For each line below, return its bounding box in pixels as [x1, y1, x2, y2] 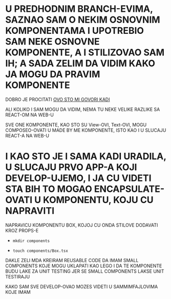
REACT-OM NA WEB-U [5, 111, 54, 118]
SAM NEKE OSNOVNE [5, 36, 100, 48]
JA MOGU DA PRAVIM [5, 69, 100, 80]
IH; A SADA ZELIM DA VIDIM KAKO [5, 57, 155, 69]
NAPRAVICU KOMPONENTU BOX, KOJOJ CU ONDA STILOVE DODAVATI [5, 222, 158, 228]
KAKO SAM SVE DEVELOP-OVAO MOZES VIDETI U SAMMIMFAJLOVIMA [5, 283, 158, 290]
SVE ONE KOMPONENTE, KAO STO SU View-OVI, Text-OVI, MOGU [5, 122, 147, 128]
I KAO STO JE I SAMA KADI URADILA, [5, 151, 166, 162]
